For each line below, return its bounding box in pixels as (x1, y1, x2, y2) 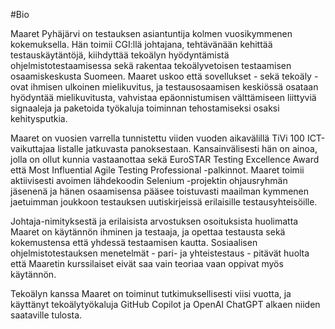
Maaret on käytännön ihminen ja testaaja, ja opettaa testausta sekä (10, 226, 286, 238)
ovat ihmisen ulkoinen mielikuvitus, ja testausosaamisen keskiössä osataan (10, 81, 319, 93)
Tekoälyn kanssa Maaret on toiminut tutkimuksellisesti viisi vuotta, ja (10, 288, 292, 299)
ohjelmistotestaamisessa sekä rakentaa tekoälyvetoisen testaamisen (10, 60, 292, 71)
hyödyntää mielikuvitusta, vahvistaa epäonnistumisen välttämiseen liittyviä (10, 92, 317, 103)
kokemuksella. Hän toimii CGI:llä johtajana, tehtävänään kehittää (10, 39, 273, 50)
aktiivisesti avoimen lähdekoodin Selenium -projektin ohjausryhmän (10, 175, 288, 186)
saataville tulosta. (10, 309, 83, 321)
